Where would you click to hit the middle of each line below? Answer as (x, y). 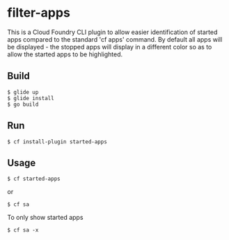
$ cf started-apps (34, 179)
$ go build (23, 104)
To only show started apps (45, 218)
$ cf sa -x (23, 230)
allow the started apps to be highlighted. (65, 54)
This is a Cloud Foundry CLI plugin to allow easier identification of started (112, 32)
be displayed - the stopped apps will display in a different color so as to (110, 47)
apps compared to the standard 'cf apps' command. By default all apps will (115, 39)
